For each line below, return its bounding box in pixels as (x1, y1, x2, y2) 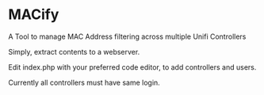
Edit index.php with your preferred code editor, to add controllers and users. (8, 62, 257, 72)
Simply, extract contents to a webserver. (8, 47, 140, 56)
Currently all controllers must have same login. (8, 78, 160, 87)
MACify (8, 6, 59, 24)
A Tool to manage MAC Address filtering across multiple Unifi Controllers (8, 32, 247, 41)
